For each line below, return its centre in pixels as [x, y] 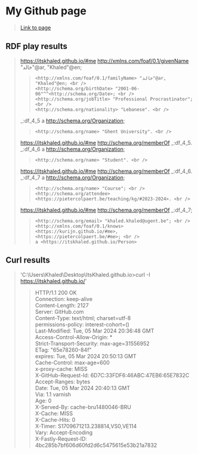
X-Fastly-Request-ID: [61, 438]
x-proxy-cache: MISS [61, 368]
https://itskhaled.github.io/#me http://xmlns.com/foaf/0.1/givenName [104, 60]
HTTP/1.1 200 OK [56, 292]
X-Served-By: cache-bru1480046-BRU [83, 407]
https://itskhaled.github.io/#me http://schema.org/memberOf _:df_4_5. [106, 142]
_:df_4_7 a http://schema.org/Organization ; [72, 177]
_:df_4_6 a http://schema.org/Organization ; [73, 149]
